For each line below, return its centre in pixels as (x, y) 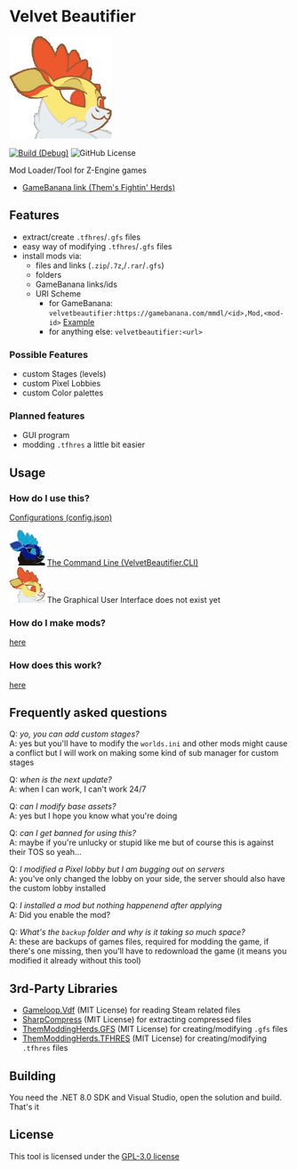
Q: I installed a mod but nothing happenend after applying (116, 906)
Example (79, 321)
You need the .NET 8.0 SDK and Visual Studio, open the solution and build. (146, 1098)
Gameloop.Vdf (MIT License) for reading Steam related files (131, 1010)
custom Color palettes (63, 393)
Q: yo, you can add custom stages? (74, 734)
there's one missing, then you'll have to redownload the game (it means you (148, 951)
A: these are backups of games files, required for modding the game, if (139, 942)
